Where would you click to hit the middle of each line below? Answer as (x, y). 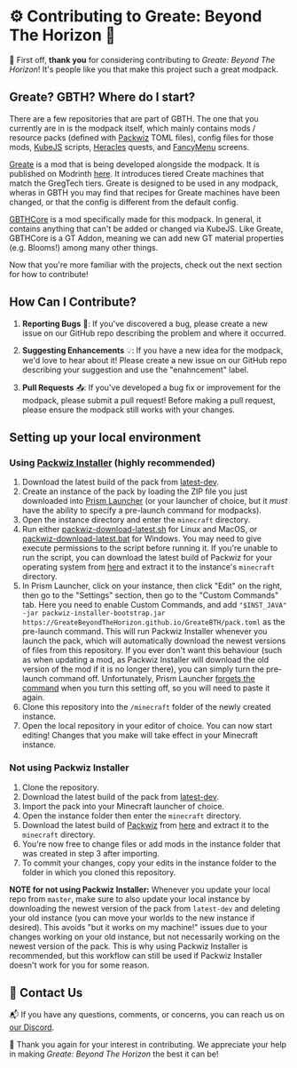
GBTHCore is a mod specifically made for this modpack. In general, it (135, 219)
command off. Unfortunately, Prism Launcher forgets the (152, 679)
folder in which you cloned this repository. (99, 872)
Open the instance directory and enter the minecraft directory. (136, 520)
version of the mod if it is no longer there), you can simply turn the (143, 669)
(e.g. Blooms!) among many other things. (84, 247)
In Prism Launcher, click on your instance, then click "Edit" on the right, (152, 586)
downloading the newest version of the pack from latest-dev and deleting (145, 908)
